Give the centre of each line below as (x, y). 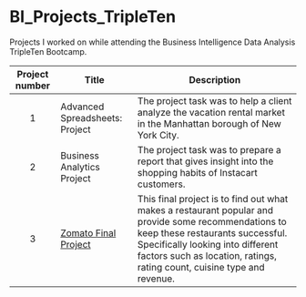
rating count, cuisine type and (201, 267)
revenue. (156, 278)
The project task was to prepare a (209, 149)
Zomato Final (88, 232)
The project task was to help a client (214, 100)
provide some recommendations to (212, 221)
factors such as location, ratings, (207, 255)
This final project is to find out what (213, 199)
